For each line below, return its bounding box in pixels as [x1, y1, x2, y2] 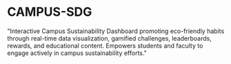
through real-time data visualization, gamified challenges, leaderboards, [7, 34, 212, 42]
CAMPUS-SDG [7, 4, 92, 20]
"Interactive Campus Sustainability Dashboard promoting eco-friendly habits [7, 27, 225, 35]
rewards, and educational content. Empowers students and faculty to [7, 41, 203, 50]
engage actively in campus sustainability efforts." [7, 49, 147, 57]
